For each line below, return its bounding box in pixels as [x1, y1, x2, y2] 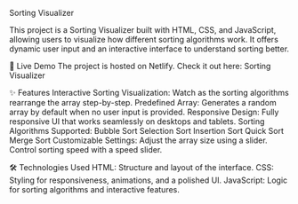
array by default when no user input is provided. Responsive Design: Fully [9, 106, 279, 117]
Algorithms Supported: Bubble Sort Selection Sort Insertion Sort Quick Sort [9, 126, 285, 136]
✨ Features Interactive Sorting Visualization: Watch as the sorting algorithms [9, 88, 289, 98]
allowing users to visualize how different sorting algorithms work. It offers [9, 35, 278, 44]
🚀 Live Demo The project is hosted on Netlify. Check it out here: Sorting [9, 61, 271, 71]
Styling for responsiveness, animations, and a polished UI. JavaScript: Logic [9, 175, 288, 185]
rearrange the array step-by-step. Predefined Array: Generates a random [9, 98, 278, 107]
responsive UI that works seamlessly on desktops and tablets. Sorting [9, 116, 265, 127]
